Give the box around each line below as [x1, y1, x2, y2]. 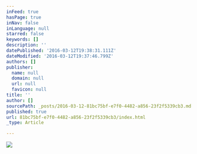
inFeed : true [6, 8, 39, 15]
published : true [6, 109, 47, 115]
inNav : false [6, 20, 39, 26]
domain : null [11, 75, 44, 81]
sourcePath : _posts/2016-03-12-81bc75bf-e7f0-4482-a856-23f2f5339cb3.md [6, 103, 192, 109]
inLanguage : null [6, 25, 50, 32]
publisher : [6, 64, 34, 70]
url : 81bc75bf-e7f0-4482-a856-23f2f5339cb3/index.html [6, 114, 146, 120]
